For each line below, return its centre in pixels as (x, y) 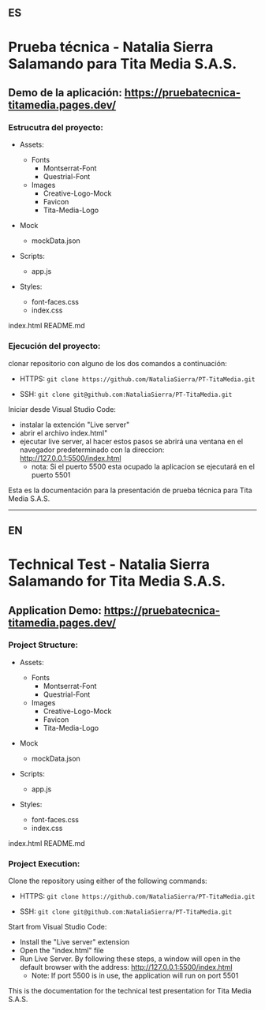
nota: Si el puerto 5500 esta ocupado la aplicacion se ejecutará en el (143, 466)
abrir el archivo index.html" (63, 432)
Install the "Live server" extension (75, 942)
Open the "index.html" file (62, 951)
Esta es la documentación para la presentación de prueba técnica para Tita (130, 490)
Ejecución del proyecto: (54, 346)
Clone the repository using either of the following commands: (108, 881)
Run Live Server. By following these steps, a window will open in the (130, 959)
